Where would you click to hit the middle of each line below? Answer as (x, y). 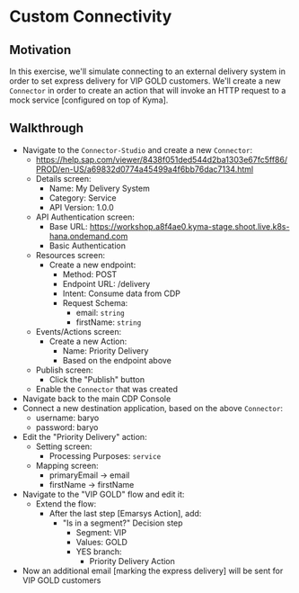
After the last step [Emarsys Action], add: (125, 513)
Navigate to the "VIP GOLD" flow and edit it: (103, 494)
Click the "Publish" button (97, 379)
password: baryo (67, 427)
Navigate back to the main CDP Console (97, 399)
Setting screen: (64, 446)
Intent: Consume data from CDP (122, 293)
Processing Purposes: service (105, 455)
